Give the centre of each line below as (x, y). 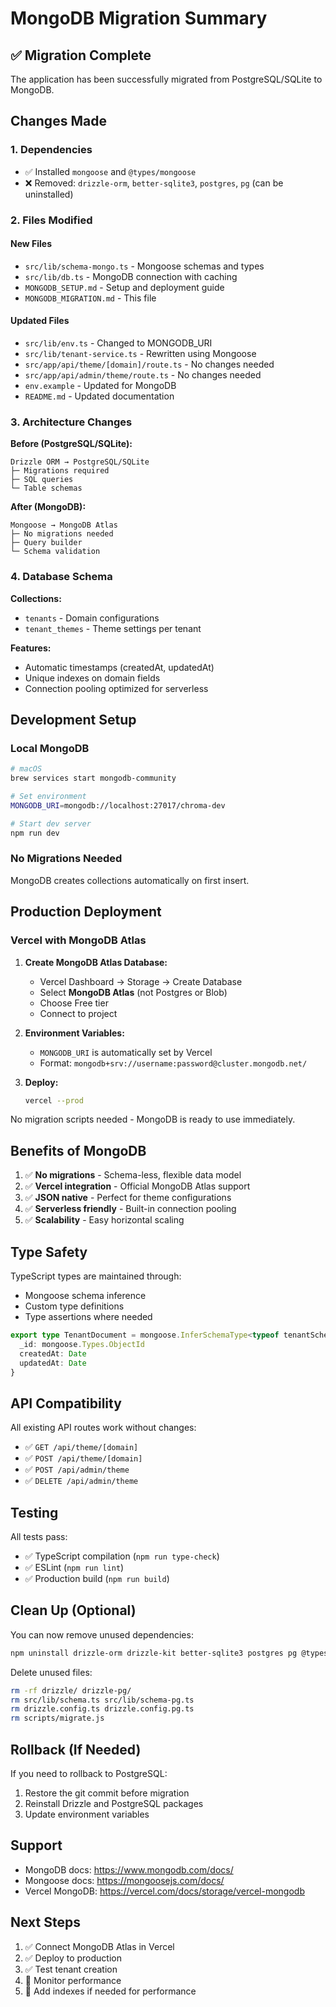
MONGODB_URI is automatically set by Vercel (126, 1052)
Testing (34, 1512)
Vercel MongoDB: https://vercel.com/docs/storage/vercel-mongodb (164, 1891)
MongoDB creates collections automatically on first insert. (130, 880)
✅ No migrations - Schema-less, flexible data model (133, 1175)
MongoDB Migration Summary (139, 18)
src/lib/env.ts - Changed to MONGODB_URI (118, 343)
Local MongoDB (50, 748)
